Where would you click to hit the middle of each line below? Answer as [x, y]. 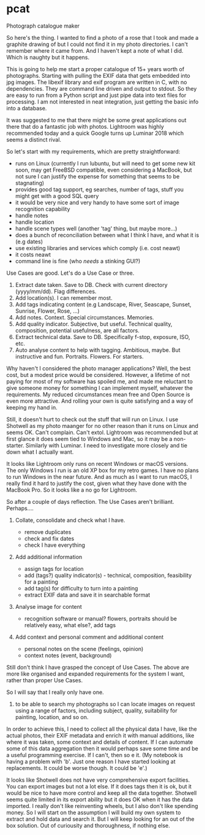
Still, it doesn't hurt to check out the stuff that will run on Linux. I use [92, 419]
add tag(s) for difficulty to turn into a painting [81, 588]
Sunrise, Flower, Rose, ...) [47, 311]
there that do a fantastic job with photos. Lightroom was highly [85, 126]
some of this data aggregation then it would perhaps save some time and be [102, 748]
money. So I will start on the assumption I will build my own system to [94, 812]
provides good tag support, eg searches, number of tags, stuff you [99, 189]
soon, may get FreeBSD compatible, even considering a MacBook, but [103, 170]
